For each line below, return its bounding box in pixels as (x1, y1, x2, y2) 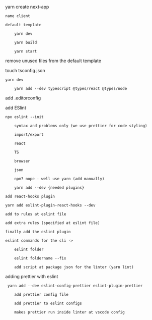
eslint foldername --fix (14, 256, 66, 261)
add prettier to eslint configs (14, 301, 82, 306)
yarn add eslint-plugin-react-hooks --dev (5, 203, 96, 208)
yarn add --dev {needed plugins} (14, 185, 85, 190)
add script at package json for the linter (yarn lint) (14, 264, 134, 270)
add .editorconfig (5, 95, 41, 101)
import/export (14, 132, 44, 137)
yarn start (14, 49, 37, 54)
